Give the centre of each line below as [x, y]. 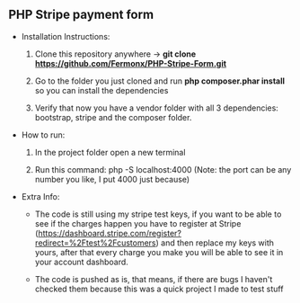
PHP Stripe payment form [81, 15]
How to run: [43, 135]
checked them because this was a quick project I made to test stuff [159, 289]
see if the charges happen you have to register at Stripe [138, 223]
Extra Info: [40, 196]
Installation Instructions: [66, 36]
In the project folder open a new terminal [110, 152]
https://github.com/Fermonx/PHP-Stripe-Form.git [130, 63]
